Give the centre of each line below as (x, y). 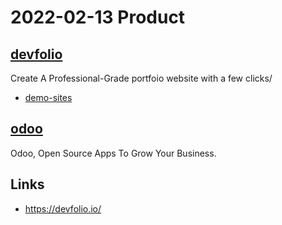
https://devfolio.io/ (63, 208)
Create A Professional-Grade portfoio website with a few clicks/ (141, 78)
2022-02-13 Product (98, 17)
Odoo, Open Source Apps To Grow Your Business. (113, 153)
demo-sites (48, 97)
